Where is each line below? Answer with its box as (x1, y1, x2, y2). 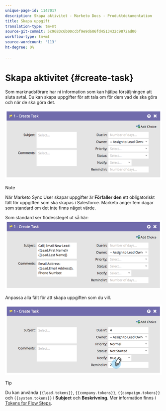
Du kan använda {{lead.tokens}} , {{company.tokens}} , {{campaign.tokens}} (5, 389, 161, 396)
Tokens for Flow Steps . (5, 400, 52, 406)
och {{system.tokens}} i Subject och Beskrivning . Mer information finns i (5, 395, 156, 401)
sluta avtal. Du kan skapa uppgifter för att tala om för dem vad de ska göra (5, 94, 158, 100)
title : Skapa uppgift (5, 18, 50, 23)
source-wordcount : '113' (5, 40, 57, 45)
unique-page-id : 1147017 (5, 8, 57, 13)
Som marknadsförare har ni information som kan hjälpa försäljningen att (5, 89, 152, 95)
